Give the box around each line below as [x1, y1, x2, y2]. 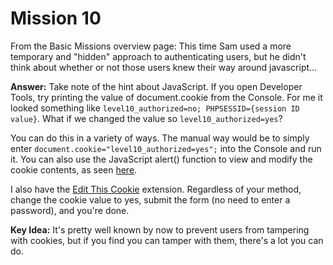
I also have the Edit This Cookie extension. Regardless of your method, [10, 183, 302, 195]
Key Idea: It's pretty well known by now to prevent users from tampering [10, 223, 310, 236]
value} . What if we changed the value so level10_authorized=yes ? [10, 112, 283, 124]
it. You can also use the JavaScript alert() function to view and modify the [10, 153, 313, 165]
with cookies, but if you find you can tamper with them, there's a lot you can [10, 234, 324, 246]
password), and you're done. [10, 204, 130, 216]
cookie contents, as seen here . [10, 163, 138, 176]
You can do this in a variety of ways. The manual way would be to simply [10, 132, 310, 144]
